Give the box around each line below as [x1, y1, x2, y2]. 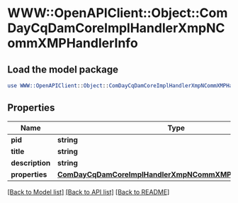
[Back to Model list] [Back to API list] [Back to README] [7, 187, 170, 196]
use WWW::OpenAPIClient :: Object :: [7, 82, 110, 89]
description [11, 158, 51, 168]
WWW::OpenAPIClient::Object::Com [7, 5, 228, 21]
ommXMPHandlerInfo [7, 35, 138, 51]
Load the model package [7, 63, 119, 75]
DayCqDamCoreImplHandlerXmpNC [7, 20, 225, 36]
